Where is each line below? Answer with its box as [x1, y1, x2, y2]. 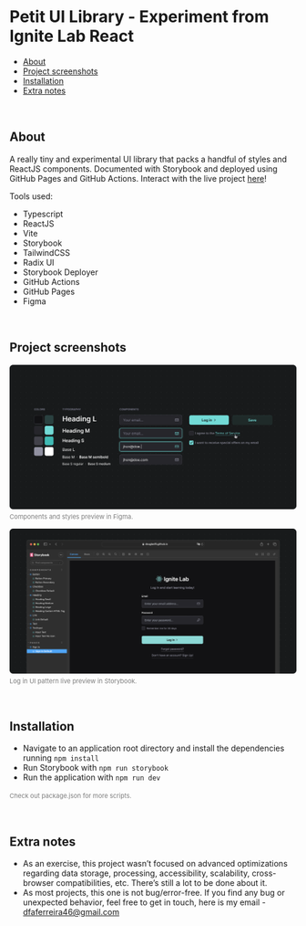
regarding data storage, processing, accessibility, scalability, [22, 868, 250, 879]
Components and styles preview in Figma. [9, 512, 134, 521]
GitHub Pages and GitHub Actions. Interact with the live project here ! [9, 173, 267, 184]
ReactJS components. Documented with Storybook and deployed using [9, 163, 278, 174]
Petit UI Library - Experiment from [9, 6, 270, 27]
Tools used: [9, 190, 53, 202]
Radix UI [22, 257, 55, 268]
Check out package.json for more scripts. [9, 792, 132, 801]
